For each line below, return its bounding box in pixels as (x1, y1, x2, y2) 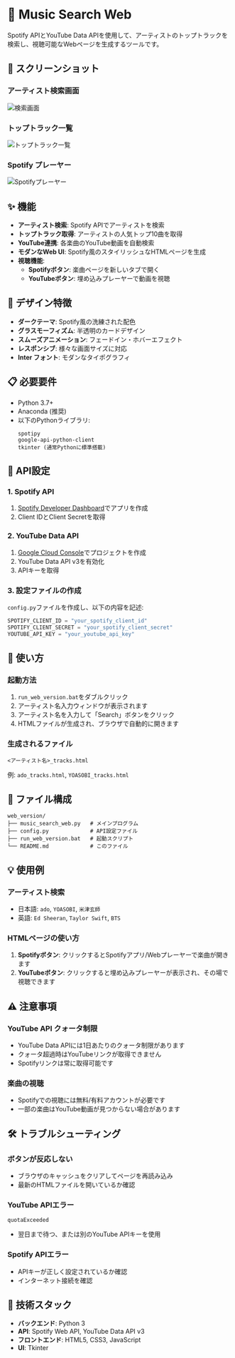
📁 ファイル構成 (7, 793, 72, 805)
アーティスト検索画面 (7, 86, 80, 96)
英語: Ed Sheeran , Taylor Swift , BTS (17, 914, 121, 922)
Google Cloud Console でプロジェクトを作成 (17, 548, 147, 557)
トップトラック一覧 (7, 123, 73, 133)
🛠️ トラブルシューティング (7, 1128, 121, 1140)
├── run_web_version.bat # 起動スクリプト (7, 835, 133, 843)
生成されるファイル (7, 739, 73, 749)
